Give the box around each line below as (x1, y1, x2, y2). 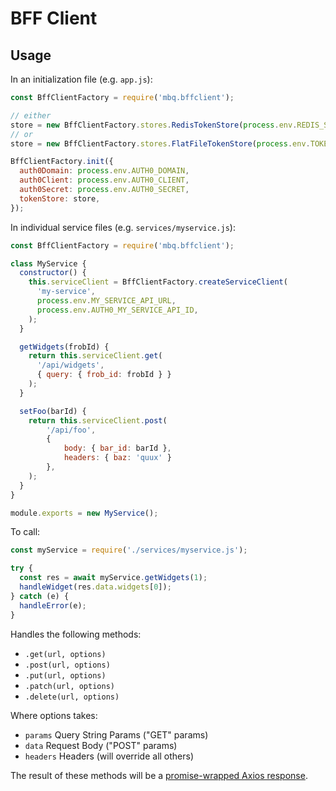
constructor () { (19, 268, 87, 278)
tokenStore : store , (19, 193, 101, 204)
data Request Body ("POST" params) (24, 739, 178, 751)
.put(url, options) (24, 670, 107, 681)
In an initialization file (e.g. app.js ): (10, 73, 153, 85)
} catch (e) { (10, 591, 70, 601)
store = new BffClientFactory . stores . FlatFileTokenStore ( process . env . (10, 138, 311, 149)
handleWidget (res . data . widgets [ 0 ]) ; (19, 582, 172, 592)
